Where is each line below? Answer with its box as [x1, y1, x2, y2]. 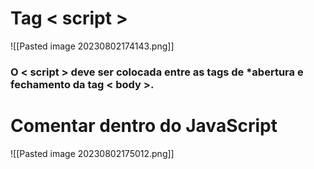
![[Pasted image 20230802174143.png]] [10, 40, 175, 52]
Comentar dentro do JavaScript [10, 115, 278, 137]
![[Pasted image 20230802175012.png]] [10, 147, 175, 159]
